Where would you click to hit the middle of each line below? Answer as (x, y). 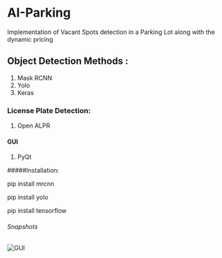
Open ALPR (34, 126)
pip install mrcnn (31, 184)
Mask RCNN (35, 78)
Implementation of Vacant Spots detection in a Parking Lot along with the (111, 32)
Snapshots (22, 226)
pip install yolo (28, 197)
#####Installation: (33, 171)
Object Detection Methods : (68, 61)
